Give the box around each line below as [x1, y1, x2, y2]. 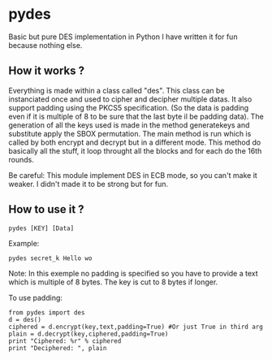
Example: [8, 238, 40, 248]
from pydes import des [8, 308, 85, 317]
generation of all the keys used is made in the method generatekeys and [8, 119, 250, 130]
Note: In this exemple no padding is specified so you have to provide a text [8, 268, 258, 278]
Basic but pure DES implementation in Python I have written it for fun [8, 32, 238, 41]
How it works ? [8, 64, 85, 78]
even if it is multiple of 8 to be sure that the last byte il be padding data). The [8, 111, 264, 121]
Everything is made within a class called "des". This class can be [8, 85, 225, 95]
